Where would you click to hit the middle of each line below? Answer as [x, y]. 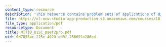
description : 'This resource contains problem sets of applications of [80, 14]
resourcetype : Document [30, 28]
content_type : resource [30, 10]
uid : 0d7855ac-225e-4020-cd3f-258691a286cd [51, 37]
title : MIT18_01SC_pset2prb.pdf [38, 32]
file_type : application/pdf [34, 23]
